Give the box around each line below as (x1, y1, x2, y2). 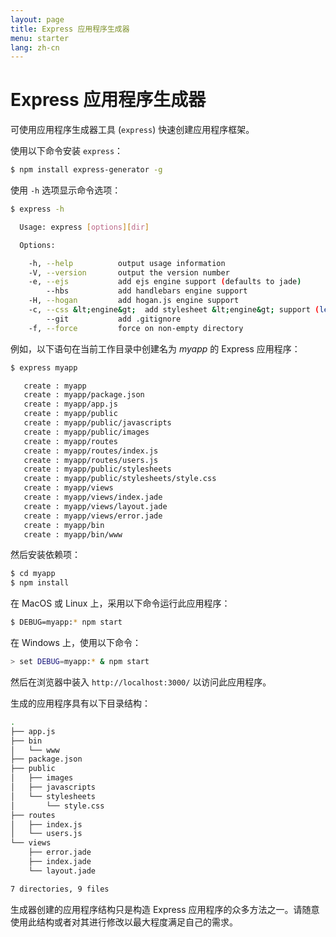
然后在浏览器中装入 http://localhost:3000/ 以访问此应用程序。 (10, 676, 272, 688)
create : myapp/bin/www (23, 529, 123, 540)
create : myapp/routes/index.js (23, 446, 159, 456)
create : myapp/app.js (23, 399, 118, 410)
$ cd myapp (10, 569, 56, 579)
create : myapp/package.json (23, 390, 145, 400)
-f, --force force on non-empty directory (28, 323, 244, 333)
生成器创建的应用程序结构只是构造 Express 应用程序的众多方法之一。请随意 (10, 903, 320, 915)
